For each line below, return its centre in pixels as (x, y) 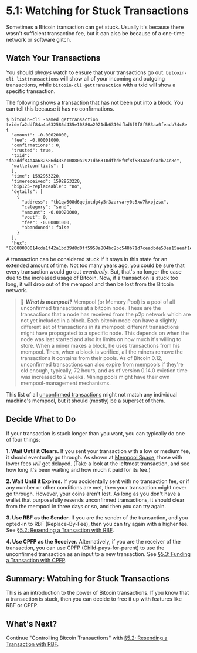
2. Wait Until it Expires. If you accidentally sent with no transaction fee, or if (98, 481)
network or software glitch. (39, 39)
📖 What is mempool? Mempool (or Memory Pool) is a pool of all (98, 302)
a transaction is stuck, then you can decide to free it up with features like (94, 599)
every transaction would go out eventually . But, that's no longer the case (94, 271)
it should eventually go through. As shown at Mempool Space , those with (94, 457)
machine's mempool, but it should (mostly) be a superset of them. (86, 401)
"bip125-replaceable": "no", (47, 186)
